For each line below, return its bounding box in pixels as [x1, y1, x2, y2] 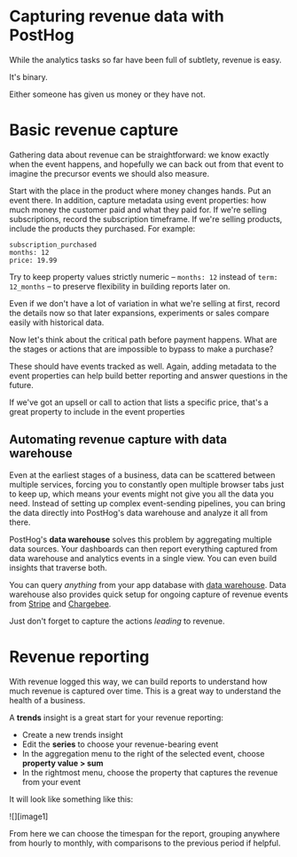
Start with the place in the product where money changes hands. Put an [9, 185, 272, 196]
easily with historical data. [9, 317, 105, 328]
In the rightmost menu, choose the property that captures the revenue [21, 766, 278, 778]
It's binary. [9, 71, 48, 82]
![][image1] [9, 811, 49, 821]
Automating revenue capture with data [9, 432, 228, 448]
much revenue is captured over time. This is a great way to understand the [9, 686, 282, 696]
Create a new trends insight [21, 729, 123, 740]
